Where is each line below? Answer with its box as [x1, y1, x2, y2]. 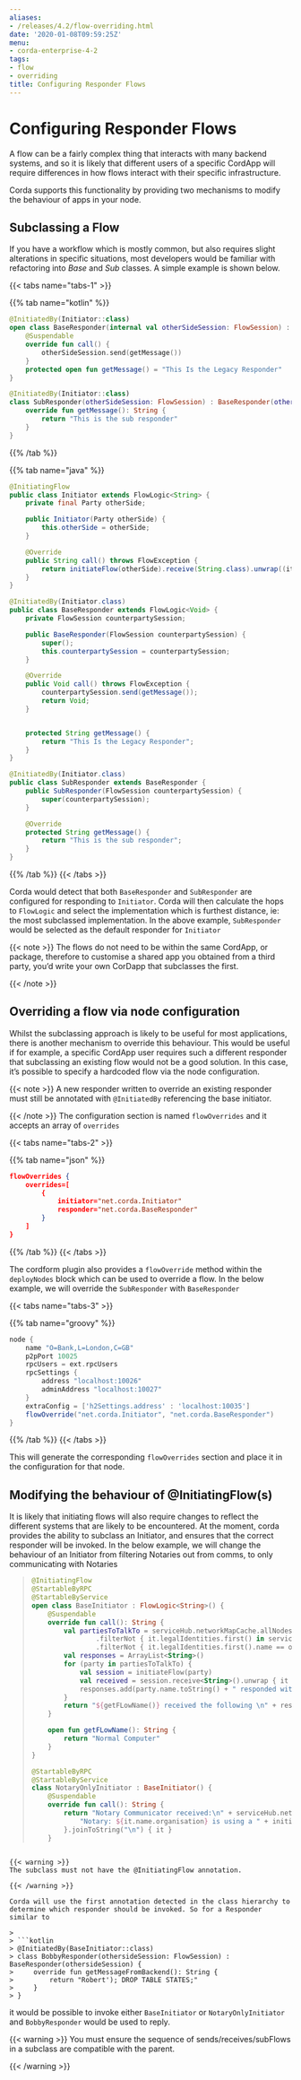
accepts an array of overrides [9, 1120, 120, 1131]
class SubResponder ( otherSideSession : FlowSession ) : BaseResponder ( [9, 398, 275, 407]
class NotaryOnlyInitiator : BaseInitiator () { [30, 1783, 213, 1793]
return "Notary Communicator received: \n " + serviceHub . [64, 1808, 280, 1817]
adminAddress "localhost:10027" [41, 1385, 163, 1394]
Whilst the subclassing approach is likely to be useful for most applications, [9, 1027, 288, 1038]
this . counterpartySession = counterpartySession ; [41, 646, 230, 655]
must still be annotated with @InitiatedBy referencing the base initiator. [9, 1093, 272, 1104]
